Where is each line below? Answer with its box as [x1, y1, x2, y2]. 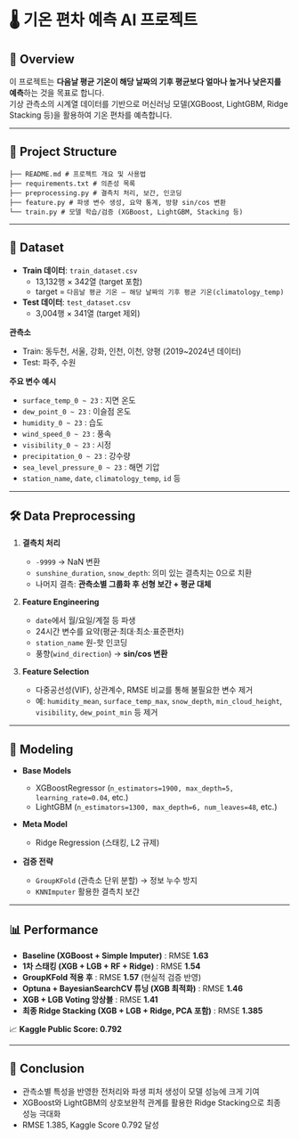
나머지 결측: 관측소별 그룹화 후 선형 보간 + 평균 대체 [35, 578, 212, 590]
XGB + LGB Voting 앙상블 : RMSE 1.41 [21, 995, 158, 1005]
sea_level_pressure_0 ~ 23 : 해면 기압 [21, 462, 160, 472]
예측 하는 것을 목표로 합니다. [9, 87, 105, 98]
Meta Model [21, 819, 69, 830]
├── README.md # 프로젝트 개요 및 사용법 [9, 169, 147, 178]
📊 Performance [9, 922, 99, 938]
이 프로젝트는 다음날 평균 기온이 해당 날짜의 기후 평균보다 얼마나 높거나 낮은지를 [9, 77, 282, 86]
